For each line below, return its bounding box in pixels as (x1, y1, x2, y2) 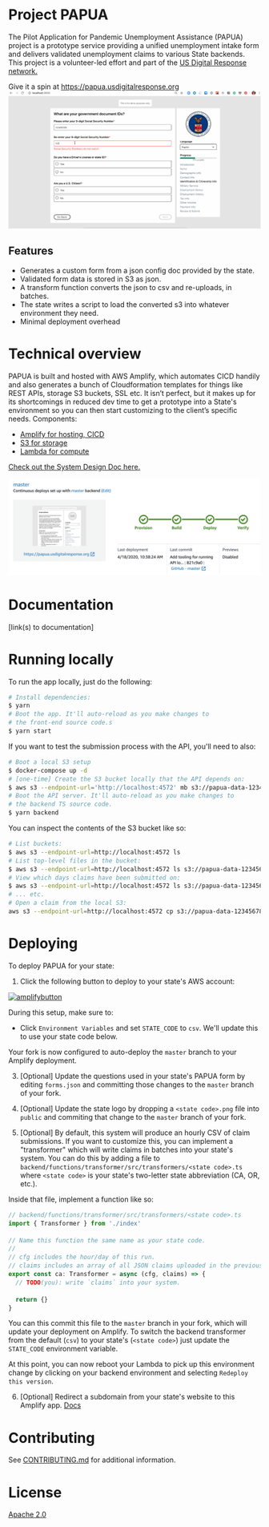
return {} (15, 1295, 48, 1303)
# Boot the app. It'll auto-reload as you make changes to (8, 710, 210, 718)
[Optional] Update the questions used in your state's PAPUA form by (19, 1071, 246, 1081)
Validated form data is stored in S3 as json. (19, 274, 162, 284)
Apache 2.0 (8, 1509, 46, 1520)
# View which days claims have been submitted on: (8, 874, 181, 882)
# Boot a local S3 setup (8, 757, 91, 766)
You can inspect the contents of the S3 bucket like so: (8, 823, 187, 833)
